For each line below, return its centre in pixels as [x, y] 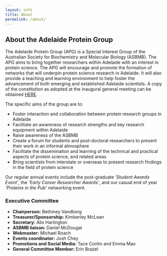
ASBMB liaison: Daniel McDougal [47, 228]
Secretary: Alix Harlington [40, 222]
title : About [19, 15]
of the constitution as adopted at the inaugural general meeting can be [78, 89]
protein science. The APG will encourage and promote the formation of [79, 68]
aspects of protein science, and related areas [59, 157]
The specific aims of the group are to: [44, 104]
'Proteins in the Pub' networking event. [46, 188]
